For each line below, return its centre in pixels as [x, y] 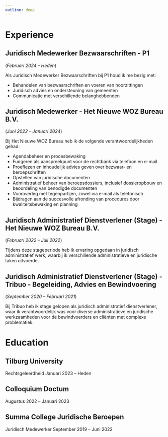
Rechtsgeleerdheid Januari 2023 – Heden [48, 374]
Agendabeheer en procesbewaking [49, 156]
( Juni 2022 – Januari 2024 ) [34, 131]
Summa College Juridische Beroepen [65, 417]
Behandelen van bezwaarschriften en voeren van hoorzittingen [78, 85]
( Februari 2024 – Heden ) [31, 65]
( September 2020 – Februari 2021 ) [41, 297]
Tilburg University [34, 361]
